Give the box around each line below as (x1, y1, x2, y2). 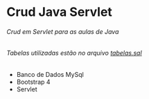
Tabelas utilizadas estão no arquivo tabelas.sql (6, 49, 143, 57)
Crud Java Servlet (6, 4, 112, 20)
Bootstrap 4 (16, 78, 51, 86)
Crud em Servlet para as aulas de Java (6, 27, 119, 35)
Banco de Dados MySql (16, 71, 84, 78)
